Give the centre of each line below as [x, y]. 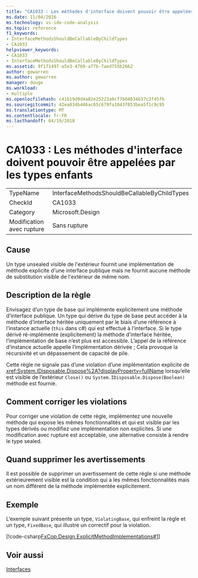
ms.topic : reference [32, 28]
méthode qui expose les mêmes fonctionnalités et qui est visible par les [93, 422]
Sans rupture [70, 225]
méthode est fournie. [32, 383]
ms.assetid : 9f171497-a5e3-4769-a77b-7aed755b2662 [70, 66]
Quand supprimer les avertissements [76, 459]
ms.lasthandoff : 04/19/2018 [41, 121]
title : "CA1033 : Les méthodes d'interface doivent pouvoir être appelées [100, 11]
